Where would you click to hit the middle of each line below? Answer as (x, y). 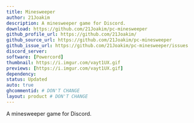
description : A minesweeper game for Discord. (66, 23)
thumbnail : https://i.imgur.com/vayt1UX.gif (63, 62)
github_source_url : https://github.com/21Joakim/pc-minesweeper (89, 40)
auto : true (20, 85)
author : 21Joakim (28, 18)
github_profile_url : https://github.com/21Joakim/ (72, 35)
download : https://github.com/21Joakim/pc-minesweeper (77, 29)
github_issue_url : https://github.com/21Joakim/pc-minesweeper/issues (97, 46)
